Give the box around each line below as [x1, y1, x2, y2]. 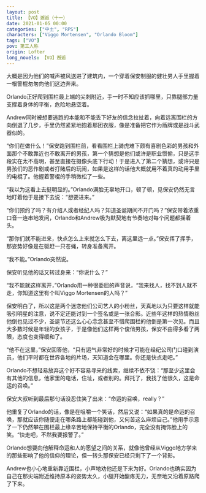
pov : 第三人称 [6, 44, 39, 50]
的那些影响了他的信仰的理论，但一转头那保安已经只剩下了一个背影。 [6, 451, 178, 459]
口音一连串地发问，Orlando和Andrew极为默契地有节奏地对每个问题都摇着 [6, 214, 191, 221]
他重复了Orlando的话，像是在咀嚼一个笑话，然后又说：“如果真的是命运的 [6, 408, 190, 415]
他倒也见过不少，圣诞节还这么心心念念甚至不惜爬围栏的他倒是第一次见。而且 [6, 317, 200, 325]
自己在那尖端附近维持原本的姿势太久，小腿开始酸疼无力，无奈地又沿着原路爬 [6, 472, 200, 480]
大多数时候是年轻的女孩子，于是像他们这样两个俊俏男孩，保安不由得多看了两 [6, 325, 200, 332]
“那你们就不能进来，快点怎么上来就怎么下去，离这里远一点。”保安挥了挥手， [6, 234, 197, 242]
